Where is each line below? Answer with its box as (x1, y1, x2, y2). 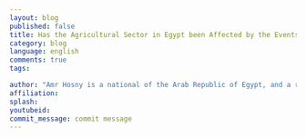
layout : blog (9, 13, 59, 23)
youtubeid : (9, 105, 51, 114)
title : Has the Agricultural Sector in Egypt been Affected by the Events (9, 30, 300, 39)
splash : (9, 97, 39, 106)
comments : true (9, 55, 67, 64)
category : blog (9, 38, 67, 48)
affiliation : (9, 88, 59, 98)
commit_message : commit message (9, 114, 132, 123)
